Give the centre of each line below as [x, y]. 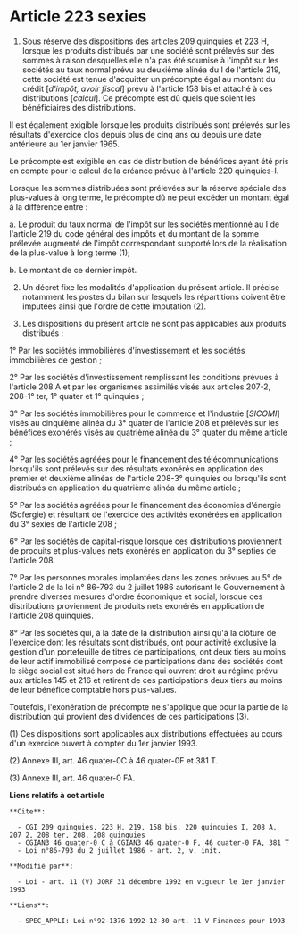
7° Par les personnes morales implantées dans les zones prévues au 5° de [146, 577]
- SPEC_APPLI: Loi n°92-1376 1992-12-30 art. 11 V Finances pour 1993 [151, 921]
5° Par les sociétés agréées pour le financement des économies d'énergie [145, 505]
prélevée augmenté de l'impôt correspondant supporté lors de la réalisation [148, 243]
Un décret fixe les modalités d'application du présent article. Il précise [151, 287]
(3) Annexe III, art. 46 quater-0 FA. [72, 778]
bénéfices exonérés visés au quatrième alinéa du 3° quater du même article [149, 432]
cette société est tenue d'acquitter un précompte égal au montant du [149, 79]
